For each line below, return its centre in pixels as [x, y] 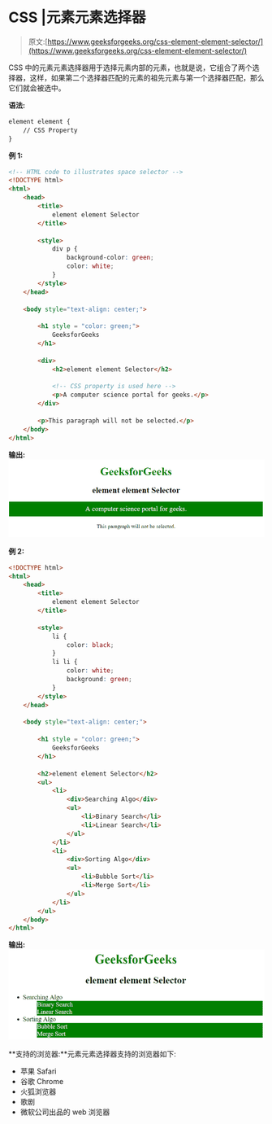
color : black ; [90, 645]
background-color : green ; [110, 258]
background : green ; [99, 680]
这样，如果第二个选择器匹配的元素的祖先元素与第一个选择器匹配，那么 [147, 77]
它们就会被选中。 [37, 88]
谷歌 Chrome [42, 1082]
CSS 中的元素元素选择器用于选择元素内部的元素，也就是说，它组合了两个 [131, 68]
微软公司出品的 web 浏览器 [65, 1112]
